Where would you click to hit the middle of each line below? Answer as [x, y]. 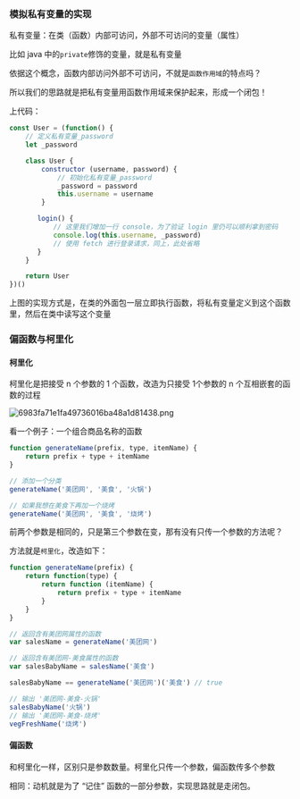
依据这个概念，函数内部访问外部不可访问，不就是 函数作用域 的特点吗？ [135, 73]
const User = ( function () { [62, 128]
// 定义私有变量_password [69, 137]
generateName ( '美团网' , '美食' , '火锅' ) [81, 489]
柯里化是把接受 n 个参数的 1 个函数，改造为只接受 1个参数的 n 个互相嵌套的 [146, 384]
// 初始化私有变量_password [104, 177]
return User [47, 276]
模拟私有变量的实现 [50, 13]
